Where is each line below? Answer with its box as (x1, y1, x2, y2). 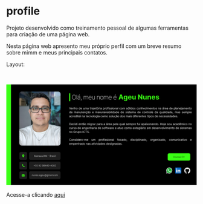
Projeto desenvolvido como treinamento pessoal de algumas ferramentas (6, 24, 189, 31)
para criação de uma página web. (6, 30, 90, 38)
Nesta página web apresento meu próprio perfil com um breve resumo (6, 42, 182, 50)
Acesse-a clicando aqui (6, 191, 65, 198)
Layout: (6, 61, 25, 68)
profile (6, 4, 40, 18)
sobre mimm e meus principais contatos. (6, 48, 108, 56)
